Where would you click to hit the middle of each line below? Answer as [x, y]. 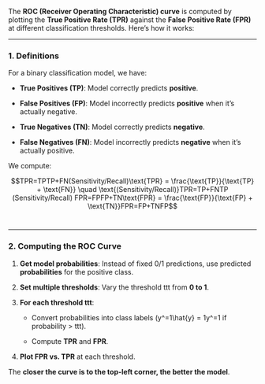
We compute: [30, 166]
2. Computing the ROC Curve [65, 246]
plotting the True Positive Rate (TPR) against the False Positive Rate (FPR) [130, 20]
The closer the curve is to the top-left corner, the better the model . [119, 371]
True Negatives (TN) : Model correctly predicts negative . [112, 127]
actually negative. [48, 112]
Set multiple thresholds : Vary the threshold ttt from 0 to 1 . [114, 287]
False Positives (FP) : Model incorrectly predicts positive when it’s [127, 103]
